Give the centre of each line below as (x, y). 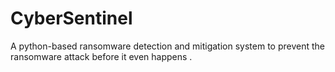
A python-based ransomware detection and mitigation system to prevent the (167, 46)
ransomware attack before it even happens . (101, 56)
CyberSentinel (71, 18)
